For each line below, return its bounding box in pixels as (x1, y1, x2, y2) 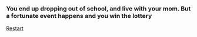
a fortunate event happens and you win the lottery (6, 12, 152, 20)
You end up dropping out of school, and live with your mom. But (6, 5, 191, 13)
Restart (6, 25, 24, 32)
